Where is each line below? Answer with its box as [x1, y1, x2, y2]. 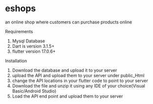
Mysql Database [12, 38, 45, 44]
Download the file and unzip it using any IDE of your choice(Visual [12, 83, 145, 88]
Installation [5, 58, 27, 63]
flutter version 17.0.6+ [12, 48, 56, 54]
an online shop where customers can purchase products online [5, 19, 132, 25]
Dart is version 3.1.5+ [12, 43, 55, 49]
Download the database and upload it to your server [12, 67, 117, 73]
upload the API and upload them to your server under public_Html [12, 72, 145, 78]
